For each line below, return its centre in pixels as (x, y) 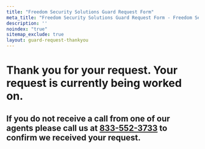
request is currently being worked (94, 83)
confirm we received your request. (74, 137)
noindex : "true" (27, 29)
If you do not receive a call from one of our (88, 118)
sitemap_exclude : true (35, 35)
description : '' (27, 23)
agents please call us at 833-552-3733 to (87, 128)
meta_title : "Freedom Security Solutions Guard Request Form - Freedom (99, 18)
